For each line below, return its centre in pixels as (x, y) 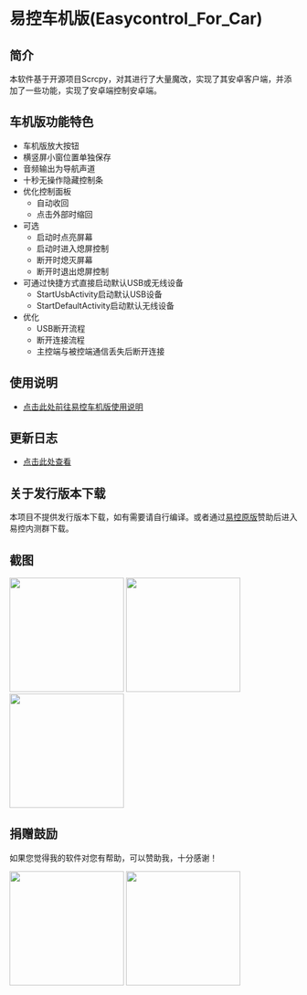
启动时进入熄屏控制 (73, 249)
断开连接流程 (60, 340)
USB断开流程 (61, 328)
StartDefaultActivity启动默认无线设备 (106, 305)
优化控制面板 (47, 191)
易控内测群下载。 (42, 529)
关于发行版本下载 (58, 493)
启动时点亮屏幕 (64, 237)
